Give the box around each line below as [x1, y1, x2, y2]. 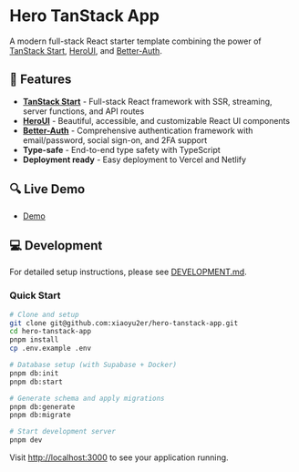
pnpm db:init [9, 368, 59, 378]
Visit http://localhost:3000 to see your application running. [9, 452, 230, 463]
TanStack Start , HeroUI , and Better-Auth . [9, 45, 162, 56]
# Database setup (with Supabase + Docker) [9, 361, 178, 370]
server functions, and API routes [22, 106, 145, 117]
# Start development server [9, 427, 117, 436]
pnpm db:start [9, 377, 64, 386]
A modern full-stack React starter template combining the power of [9, 36, 262, 46]
